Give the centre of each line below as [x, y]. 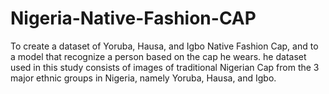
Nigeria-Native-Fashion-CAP [133, 18]
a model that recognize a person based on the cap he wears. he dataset [158, 56]
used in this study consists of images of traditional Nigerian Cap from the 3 [165, 67]
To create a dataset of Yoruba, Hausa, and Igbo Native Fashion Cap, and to [164, 46]
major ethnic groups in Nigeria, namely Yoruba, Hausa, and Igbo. [143, 78]
